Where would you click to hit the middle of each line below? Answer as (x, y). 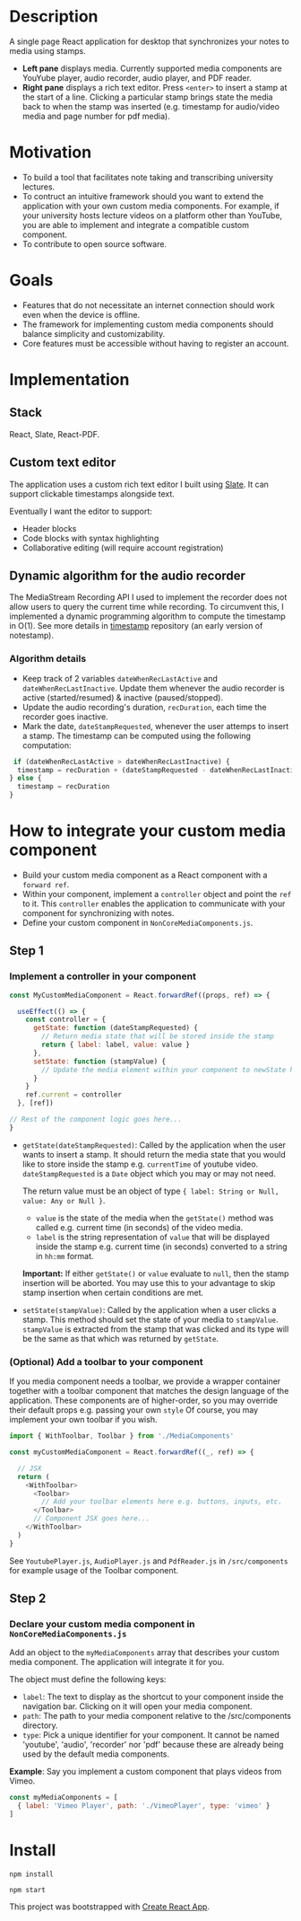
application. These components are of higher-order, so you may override (143, 1401)
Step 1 (27, 951)
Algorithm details (48, 659)
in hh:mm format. (64, 1256)
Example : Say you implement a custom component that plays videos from (146, 1772)
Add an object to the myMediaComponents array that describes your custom (144, 1652)
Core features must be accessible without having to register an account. (155, 343)
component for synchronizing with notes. (98, 913)
